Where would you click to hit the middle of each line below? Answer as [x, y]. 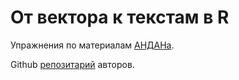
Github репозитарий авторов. [72, 64]
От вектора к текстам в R [120, 17]
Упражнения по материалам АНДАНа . [92, 45]
